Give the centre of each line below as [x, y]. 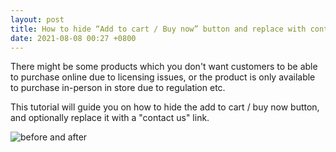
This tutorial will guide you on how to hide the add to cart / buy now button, [165, 107]
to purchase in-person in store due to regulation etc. [118, 88]
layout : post [37, 19]
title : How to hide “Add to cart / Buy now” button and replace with [158, 29]
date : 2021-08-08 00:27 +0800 [73, 38]
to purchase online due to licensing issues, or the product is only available [163, 77]
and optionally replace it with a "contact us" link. [110, 118]
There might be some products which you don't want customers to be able [164, 67]
